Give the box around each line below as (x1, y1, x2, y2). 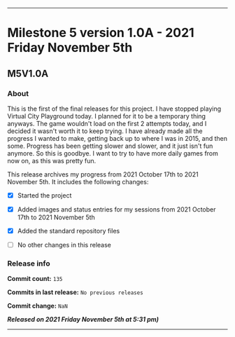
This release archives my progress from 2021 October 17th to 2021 (7, 170, 199, 179)
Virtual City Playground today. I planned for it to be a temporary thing (7, 111, 206, 120)
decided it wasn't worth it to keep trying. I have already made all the (7, 127, 203, 135)
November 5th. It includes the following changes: (7, 177, 149, 186)
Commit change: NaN (7, 302, 68, 310)
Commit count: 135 (7, 275, 63, 283)
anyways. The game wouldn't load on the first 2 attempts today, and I (7, 119, 207, 128)
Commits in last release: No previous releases (7, 288, 143, 296)
